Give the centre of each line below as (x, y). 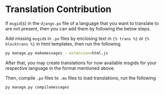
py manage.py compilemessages (37, 87)
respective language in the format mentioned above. (60, 68)
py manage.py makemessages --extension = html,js (57, 53)
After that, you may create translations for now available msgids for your (81, 63)
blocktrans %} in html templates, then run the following (63, 43)
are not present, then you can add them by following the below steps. (78, 28)
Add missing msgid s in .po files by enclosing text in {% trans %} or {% (77, 38)
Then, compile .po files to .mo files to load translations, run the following (81, 78)
